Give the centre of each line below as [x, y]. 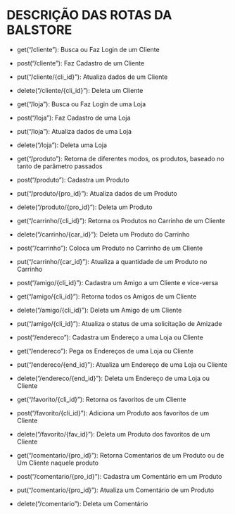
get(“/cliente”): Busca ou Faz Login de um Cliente [88, 49]
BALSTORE [39, 30]
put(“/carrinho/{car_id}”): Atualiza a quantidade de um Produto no [112, 261]
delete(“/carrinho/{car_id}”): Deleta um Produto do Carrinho [103, 234]
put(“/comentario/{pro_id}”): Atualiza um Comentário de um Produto [115, 490]
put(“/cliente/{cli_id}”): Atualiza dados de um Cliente [92, 77]
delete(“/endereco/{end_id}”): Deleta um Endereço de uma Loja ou [113, 378]
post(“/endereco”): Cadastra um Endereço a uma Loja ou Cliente [110, 337]
